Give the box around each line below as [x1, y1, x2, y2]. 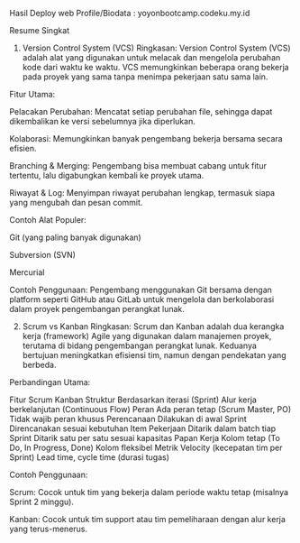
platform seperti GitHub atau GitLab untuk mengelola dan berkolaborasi [9, 294, 275, 305]
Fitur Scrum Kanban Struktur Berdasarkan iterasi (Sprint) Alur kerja [9, 394, 257, 405]
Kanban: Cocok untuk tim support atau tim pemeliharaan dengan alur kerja [9, 514, 286, 524]
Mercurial [9, 267, 45, 278]
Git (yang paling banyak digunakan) [9, 232, 141, 243]
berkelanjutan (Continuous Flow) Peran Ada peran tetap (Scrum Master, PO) [9, 404, 292, 414]
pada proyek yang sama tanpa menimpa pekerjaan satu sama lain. [22, 71, 268, 82]
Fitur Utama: [9, 89, 56, 99]
